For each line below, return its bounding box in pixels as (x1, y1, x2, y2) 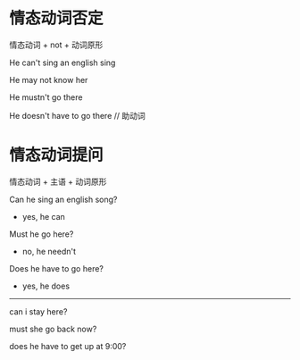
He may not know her (9, 74, 88, 85)
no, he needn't (21, 246, 77, 256)
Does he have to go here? (9, 263, 104, 273)
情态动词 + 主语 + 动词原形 (9, 176, 107, 187)
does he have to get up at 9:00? (9, 340, 127, 351)
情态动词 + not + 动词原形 (9, 39, 104, 50)
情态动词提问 (9, 145, 104, 165)
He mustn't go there (9, 91, 83, 103)
